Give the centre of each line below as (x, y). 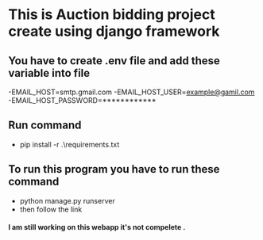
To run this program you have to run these (114, 169)
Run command (45, 126)
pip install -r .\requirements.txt (70, 144)
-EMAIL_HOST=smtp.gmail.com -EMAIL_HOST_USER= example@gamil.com (131, 92)
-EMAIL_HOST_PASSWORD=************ (82, 100)
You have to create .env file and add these (114, 61)
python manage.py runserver (67, 200)
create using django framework (114, 31)
